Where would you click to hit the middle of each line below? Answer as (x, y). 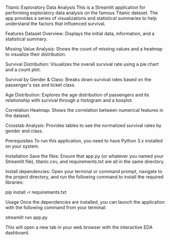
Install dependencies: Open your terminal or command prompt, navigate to (84, 171)
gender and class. (24, 131)
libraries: (15, 182)
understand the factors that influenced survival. (56, 23)
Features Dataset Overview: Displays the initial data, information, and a (80, 33)
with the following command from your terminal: (56, 207)
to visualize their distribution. (36, 54)
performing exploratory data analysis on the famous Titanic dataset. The (82, 13)
